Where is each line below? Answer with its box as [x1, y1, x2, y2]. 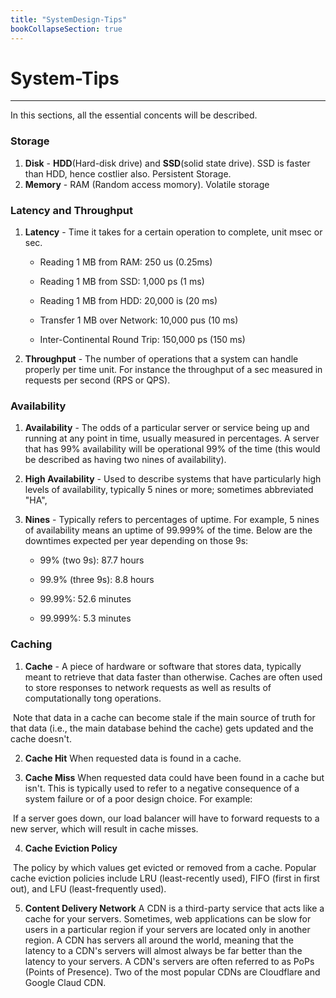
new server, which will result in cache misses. [10, 822, 199, 835]
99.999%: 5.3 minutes [39, 612, 132, 625]
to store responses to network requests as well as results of [24, 681, 272, 693]
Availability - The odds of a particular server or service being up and [24, 422, 310, 434]
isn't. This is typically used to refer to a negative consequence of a [24, 782, 300, 794]
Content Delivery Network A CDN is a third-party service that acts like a [24, 902, 325, 914]
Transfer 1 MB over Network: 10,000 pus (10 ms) [39, 314, 239, 326]
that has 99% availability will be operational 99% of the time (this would [24, 443, 321, 455]
